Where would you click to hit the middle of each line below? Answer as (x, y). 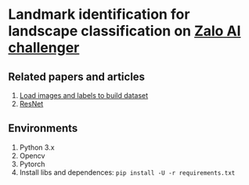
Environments (43, 128)
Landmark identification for (99, 15)
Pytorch (32, 164)
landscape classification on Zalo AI (125, 31)
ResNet (31, 104)
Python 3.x (37, 147)
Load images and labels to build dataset (84, 95)
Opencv (32, 155)
